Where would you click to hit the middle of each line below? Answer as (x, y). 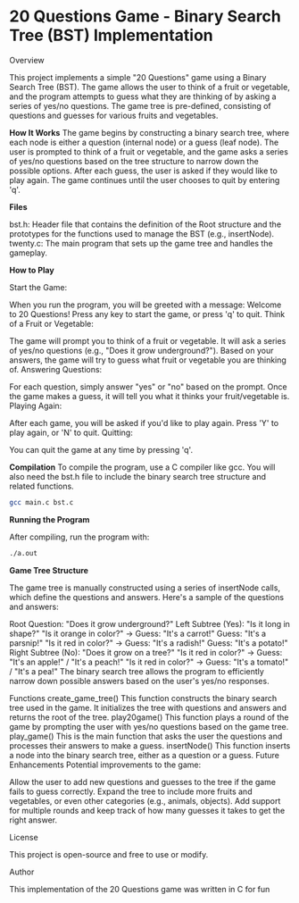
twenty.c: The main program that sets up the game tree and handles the (141, 243)
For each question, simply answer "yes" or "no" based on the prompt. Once (148, 387)
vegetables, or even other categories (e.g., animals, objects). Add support (145, 800)
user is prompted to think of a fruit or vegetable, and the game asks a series (149, 151)
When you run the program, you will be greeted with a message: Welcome (145, 305)
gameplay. (28, 253)
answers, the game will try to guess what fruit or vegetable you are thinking (148, 360)
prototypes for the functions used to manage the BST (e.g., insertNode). (142, 233)
